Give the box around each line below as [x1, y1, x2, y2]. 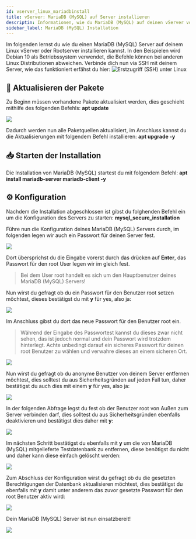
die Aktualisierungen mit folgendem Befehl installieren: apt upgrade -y [6, 133, 176, 140]
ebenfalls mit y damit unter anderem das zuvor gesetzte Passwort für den [6, 486, 183, 493]
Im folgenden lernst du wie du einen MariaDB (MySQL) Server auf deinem [6, 41, 183, 48]
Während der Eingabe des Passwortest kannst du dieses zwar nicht [20, 329, 183, 336]
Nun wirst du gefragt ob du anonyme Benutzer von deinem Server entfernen [6, 370, 190, 377]
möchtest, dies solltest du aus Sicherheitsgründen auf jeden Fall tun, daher [6, 376, 187, 383]
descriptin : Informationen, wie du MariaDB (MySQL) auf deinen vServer [6, 19, 184, 25]
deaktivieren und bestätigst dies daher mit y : [6, 417, 114, 424]
